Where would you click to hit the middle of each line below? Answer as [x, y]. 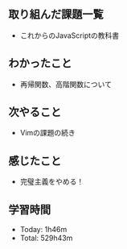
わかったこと [40, 63]
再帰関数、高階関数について [66, 84]
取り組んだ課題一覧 [56, 15]
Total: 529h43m [46, 238]
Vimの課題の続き [48, 133]
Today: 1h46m [43, 230]
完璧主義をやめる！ [52, 182]
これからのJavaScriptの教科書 [70, 35]
